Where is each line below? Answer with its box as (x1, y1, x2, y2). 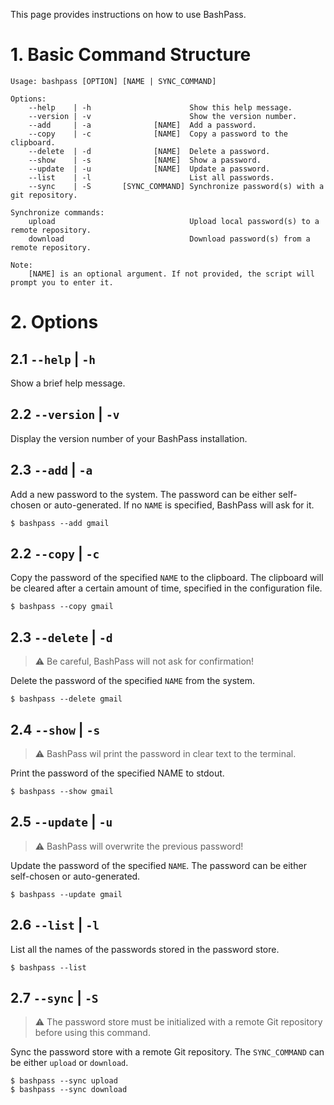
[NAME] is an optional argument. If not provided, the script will (28, 269, 315, 279)
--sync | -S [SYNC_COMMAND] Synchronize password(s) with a (28, 181, 325, 191)
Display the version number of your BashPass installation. (10, 432, 248, 444)
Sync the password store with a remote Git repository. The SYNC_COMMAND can (10, 1046, 325, 1058)
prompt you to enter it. (10, 277, 114, 288)
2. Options (10, 311, 99, 334)
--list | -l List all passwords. (28, 172, 275, 183)
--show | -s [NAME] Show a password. (28, 155, 262, 165)
